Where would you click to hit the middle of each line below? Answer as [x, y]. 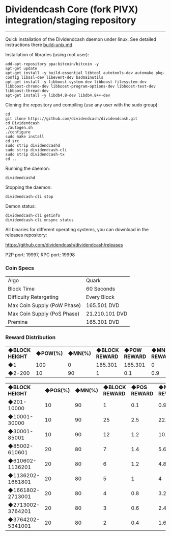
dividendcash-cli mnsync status [39, 220]
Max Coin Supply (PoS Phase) [44, 314]
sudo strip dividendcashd [33, 145]
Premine [18, 322]
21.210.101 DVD [107, 314]
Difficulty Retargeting [33, 297]
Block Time [21, 289]
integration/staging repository [71, 20]
